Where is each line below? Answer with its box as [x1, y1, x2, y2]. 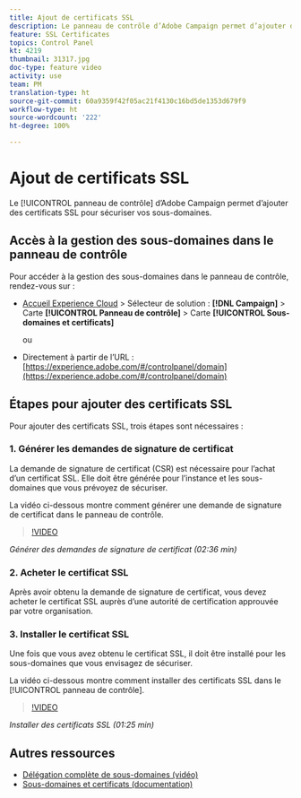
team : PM [9, 80, 42, 89]
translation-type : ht [9, 88, 90, 97]
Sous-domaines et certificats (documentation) [21, 779, 193, 790]
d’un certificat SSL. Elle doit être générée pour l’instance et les [9, 473, 240, 483]
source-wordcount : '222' [9, 113, 102, 122]
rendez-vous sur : [9, 280, 75, 291]
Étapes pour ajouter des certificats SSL [9, 396, 233, 412]
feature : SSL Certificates [9, 30, 110, 39]
